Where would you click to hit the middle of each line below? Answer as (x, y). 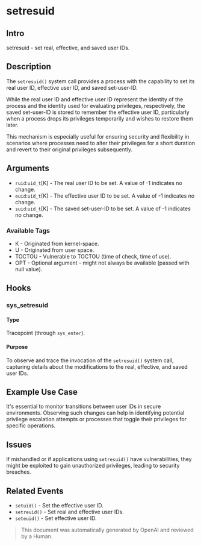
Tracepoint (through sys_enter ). (46, 333)
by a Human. (37, 536)
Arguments (28, 168)
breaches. (19, 472)
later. (13, 125)
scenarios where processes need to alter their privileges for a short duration (101, 143)
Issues (19, 444)
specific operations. (31, 425)
